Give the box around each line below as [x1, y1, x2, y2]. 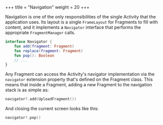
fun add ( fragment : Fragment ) [14, 44, 75, 49]
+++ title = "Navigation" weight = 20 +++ [5, 4, 89, 10]
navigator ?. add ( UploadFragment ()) [5, 97, 77, 102]
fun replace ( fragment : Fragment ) [14, 48, 83, 54]
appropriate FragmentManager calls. [5, 30, 76, 35]
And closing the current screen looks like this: [5, 106, 99, 112]
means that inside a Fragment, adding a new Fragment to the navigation [5, 82, 153, 88]
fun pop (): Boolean [14, 53, 55, 58]
